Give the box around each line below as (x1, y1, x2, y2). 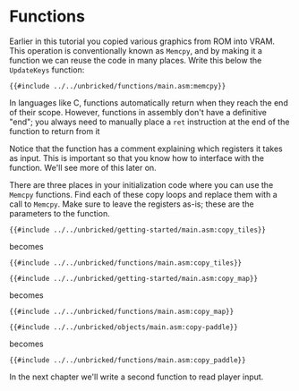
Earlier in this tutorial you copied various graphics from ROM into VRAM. (9, 36, 276, 47)
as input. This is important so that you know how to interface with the (9, 152, 264, 163)
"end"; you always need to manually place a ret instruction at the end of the (9, 116, 290, 127)
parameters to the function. (9, 208, 110, 218)
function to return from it (9, 125, 100, 136)
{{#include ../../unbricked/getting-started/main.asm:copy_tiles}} (9, 225, 267, 234)
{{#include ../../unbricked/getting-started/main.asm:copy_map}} (9, 274, 258, 283)
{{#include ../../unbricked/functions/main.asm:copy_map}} (9, 307, 235, 316)
